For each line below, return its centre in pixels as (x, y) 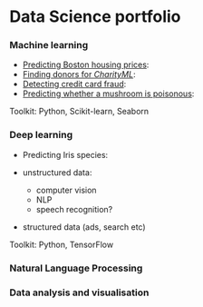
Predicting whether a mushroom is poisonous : (108, 94)
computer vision (66, 190)
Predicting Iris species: (65, 154)
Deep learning (41, 135)
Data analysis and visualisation (79, 292)
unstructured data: (57, 172)
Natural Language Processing (76, 268)
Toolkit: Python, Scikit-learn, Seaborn (79, 112)
